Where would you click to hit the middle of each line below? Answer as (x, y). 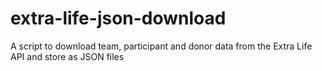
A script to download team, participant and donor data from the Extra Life (161, 46)
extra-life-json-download (118, 18)
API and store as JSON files (67, 56)
